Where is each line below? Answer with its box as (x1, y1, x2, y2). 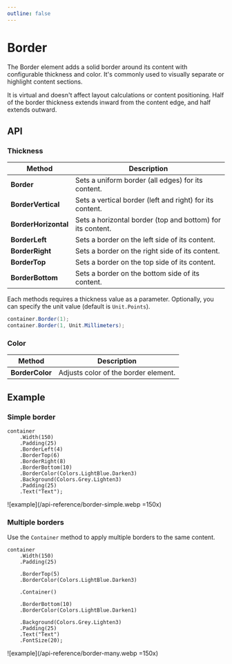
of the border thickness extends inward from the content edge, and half (7, 98, 211, 106)
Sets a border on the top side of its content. (75, 257, 216, 267)
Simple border (7, 412, 56, 422)
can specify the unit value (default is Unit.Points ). (7, 302, 151, 311)
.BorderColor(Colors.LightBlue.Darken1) (19, 607, 137, 614)
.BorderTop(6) (19, 451, 60, 459)
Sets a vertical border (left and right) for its (75, 195, 214, 205)
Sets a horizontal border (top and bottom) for (75, 215, 221, 225)
